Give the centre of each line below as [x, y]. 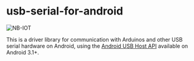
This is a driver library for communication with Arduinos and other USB [95, 39]
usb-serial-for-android [65, 11]
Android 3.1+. [23, 52]
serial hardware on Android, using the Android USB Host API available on [97, 46]
